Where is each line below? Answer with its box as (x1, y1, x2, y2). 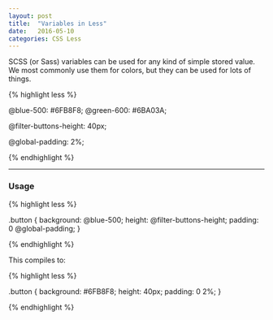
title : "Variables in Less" (8, 19, 107, 28)
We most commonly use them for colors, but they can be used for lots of (8, 66, 252, 76)
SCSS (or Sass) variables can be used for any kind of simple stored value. (8, 57, 256, 67)
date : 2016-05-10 (8, 27, 75, 35)
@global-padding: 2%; (8, 137, 84, 147)
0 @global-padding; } (8, 223, 81, 233)
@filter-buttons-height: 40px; (8, 121, 107, 131)
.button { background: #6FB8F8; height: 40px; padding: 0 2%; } (8, 286, 222, 296)
